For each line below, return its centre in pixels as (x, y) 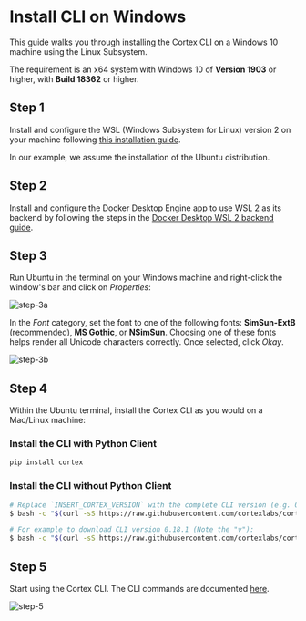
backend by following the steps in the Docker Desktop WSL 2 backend (142, 217)
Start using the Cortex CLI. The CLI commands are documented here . (140, 588)
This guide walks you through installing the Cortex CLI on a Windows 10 (144, 42)
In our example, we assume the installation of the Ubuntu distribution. (140, 157)
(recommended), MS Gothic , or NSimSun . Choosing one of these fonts (143, 332)
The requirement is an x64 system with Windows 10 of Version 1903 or (143, 69)
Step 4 (29, 388)
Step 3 (28, 256)
